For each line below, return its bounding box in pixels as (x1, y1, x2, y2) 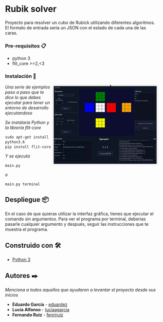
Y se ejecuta (5, 153, 30, 159)
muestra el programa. (5, 226, 49, 233)
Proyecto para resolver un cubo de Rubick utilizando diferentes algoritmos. (5, 20, 155, 25)
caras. (5, 30, 18, 36)
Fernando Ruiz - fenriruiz (12, 312, 63, 318)
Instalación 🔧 (5, 73, 36, 80)
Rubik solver (5, 3, 57, 15)
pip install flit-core (5, 144, 51, 150)
